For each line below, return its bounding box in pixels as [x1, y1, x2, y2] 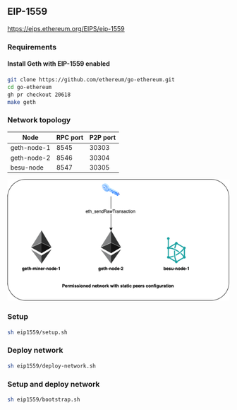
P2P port [89, 134, 116, 142]
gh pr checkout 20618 [7, 91, 71, 98]
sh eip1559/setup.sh [7, 329, 68, 336]
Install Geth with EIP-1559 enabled [7, 59, 111, 68]
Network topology [7, 115, 71, 125]
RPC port [56, 134, 84, 142]
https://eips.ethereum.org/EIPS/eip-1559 [7, 24, 125, 33]
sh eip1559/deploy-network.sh [7, 362, 97, 370]
